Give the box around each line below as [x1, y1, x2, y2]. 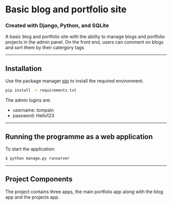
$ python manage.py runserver [5, 156, 70, 161]
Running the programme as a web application [5, 132, 153, 141]
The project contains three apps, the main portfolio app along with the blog [5, 189, 163, 195]
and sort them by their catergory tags [5, 45, 84, 51]
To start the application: [5, 145, 55, 152]
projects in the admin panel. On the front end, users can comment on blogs [5, 39, 164, 45]
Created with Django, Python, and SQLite [5, 22, 109, 29]
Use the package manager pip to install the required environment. [5, 78, 144, 84]
